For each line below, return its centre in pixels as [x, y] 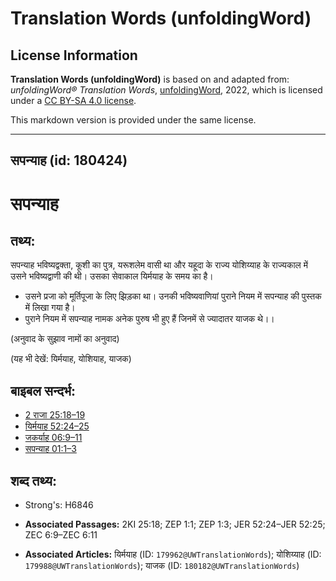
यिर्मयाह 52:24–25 [57, 426]
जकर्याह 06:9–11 [53, 438]
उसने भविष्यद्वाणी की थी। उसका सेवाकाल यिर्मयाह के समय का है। [112, 276]
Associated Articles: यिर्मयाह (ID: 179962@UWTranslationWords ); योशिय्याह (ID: [173, 554]
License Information [74, 55]
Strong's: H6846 [59, 505]
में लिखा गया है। [50, 308]
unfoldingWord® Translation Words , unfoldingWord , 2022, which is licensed [166, 90]
